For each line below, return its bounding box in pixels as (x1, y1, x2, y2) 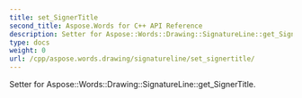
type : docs (9, 37, 50, 47)
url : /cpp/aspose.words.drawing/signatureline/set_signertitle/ (9, 54, 255, 63)
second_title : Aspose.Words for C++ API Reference (9, 21, 203, 30)
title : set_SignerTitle (9, 12, 99, 22)
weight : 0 (9, 46, 47, 55)
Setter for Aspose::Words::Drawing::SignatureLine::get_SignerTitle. (9, 79, 256, 89)
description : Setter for (9, 29, 102, 38)
